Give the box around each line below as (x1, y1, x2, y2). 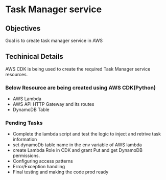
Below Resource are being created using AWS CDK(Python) (5, 84, 156, 91)
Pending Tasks (5, 119, 43, 126)
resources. (5, 71, 28, 77)
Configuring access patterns (12, 158, 73, 164)
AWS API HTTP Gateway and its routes (12, 101, 94, 107)
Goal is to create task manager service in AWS (5, 37, 103, 43)
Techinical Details (5, 52, 63, 61)
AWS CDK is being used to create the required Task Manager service (5, 65, 151, 72)
